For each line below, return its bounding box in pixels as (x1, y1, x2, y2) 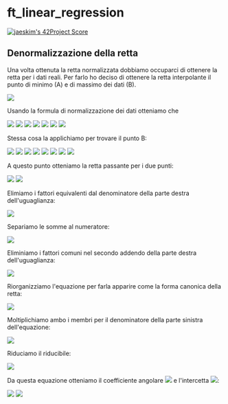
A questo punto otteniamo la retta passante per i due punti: (7, 161, 174, 170)
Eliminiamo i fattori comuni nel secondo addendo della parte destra (7, 249, 197, 257)
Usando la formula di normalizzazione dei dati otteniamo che (7, 106, 179, 115)
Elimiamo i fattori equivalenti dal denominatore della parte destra (7, 189, 190, 197)
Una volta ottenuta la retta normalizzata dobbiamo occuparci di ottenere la (7, 65, 218, 74)
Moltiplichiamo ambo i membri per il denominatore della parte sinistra (7, 315, 203, 324)
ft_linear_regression (7, 5, 125, 21)
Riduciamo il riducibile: (7, 349, 71, 357)
